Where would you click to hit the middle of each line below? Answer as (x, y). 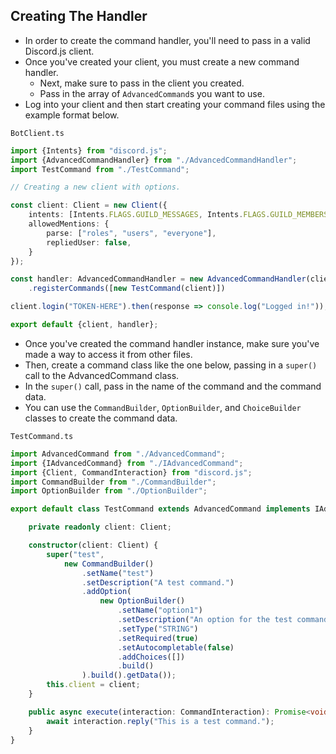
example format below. (72, 115)
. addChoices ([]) (151, 657)
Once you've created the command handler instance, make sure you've (172, 343)
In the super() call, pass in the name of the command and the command (173, 386)
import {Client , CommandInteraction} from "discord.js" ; (131, 472)
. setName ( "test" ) (118, 573)
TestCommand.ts (42, 436)
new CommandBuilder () (109, 564)
